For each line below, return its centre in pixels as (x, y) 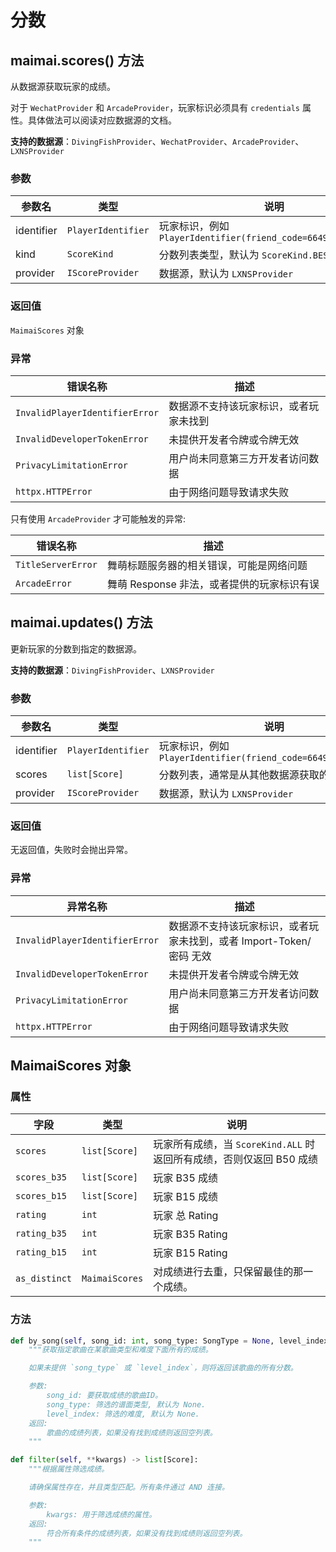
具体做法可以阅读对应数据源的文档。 (102, 120)
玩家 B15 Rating (190, 1253)
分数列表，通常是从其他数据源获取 (239, 774)
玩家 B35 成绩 (186, 1178)
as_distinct (44, 1279)
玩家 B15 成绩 (186, 1197)
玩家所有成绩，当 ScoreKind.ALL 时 (234, 1144)
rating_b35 (41, 1234)
